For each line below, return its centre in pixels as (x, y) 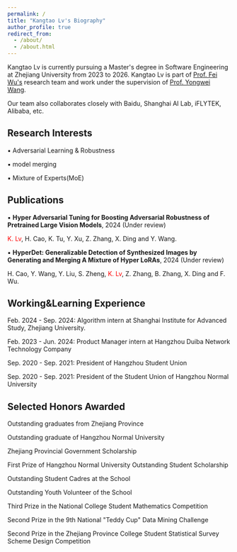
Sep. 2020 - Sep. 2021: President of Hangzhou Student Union (97, 363)
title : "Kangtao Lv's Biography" (57, 21)
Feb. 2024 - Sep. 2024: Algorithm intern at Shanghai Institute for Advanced (117, 321)
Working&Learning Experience (76, 303)
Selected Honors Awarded (67, 406)
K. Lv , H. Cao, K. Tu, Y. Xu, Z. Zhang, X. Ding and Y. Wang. (92, 238)
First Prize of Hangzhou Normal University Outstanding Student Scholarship (118, 465)
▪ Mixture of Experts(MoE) (46, 177)
